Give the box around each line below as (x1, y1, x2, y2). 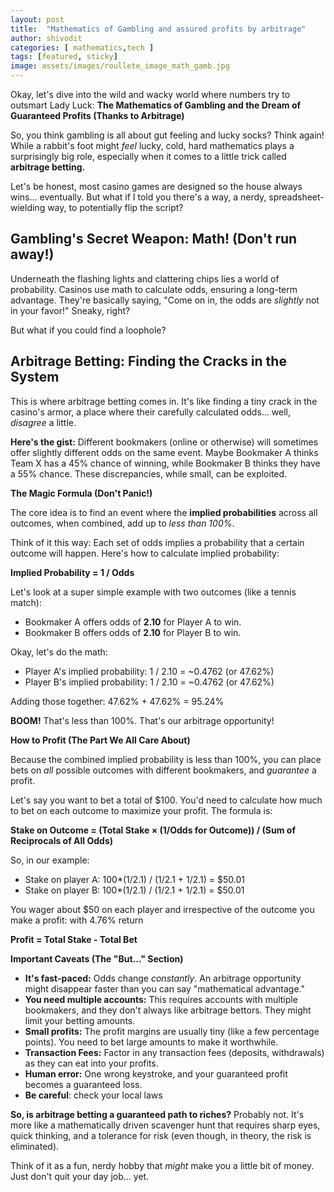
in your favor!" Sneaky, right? (10, 304, 131, 316)
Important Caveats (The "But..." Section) (10, 952, 184, 965)
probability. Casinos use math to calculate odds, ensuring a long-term (10, 283, 298, 295)
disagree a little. (10, 416, 77, 428)
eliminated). (10, 1140, 60, 1152)
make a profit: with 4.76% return (10, 914, 144, 926)
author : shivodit (10, 33, 83, 43)
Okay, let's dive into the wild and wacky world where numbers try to (10, 89, 291, 100)
